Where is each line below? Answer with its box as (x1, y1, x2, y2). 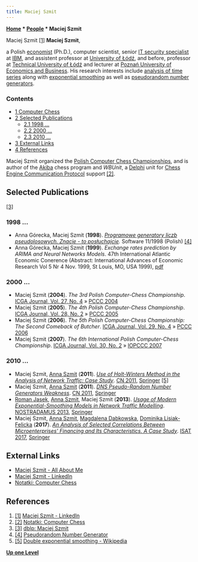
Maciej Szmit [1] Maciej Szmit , (6, 36, 81, 43)
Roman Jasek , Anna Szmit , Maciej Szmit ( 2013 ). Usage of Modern (14, 395, 177, 403)
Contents (6, 95, 34, 103)
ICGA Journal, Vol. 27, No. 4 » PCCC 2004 (14, 298, 119, 305)
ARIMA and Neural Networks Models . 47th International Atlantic (14, 250, 171, 258)
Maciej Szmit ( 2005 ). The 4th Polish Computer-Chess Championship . (14, 304, 185, 311)
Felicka (14, 420, 33, 428)
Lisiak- (164, 415, 181, 422)
